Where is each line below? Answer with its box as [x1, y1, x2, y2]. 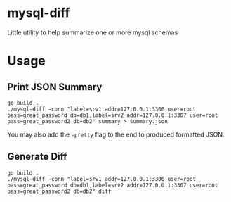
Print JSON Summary [7, 81, 103, 93]
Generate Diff [7, 151, 67, 163]
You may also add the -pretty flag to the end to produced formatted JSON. [7, 130, 225, 139]
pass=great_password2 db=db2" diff [7, 188, 112, 195]
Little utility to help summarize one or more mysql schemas [7, 28, 178, 37]
